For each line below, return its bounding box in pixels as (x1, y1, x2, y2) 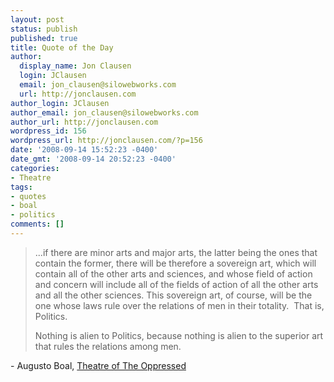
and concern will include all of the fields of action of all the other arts (34, 278, 319, 290)
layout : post (10, 14, 65, 25)
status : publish (10, 24, 78, 34)
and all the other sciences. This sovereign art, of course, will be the (34, 289, 313, 301)
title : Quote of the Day (10, 42, 114, 53)
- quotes (10, 191, 47, 201)
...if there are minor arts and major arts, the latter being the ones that (34, 246, 318, 258)
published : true (10, 33, 78, 43)
